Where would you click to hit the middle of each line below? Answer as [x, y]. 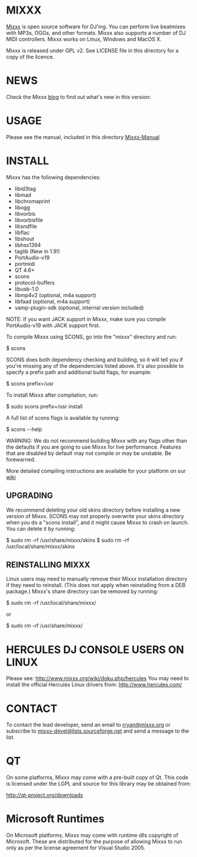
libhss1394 [28, 245]
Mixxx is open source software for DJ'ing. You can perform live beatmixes [96, 27]
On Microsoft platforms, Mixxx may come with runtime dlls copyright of [92, 835]
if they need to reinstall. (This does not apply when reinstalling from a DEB [96, 585]
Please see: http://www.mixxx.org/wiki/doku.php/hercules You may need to [98, 678]
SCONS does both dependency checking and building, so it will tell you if [95, 360]
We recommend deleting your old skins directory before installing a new [93, 510]
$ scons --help [24, 429]
